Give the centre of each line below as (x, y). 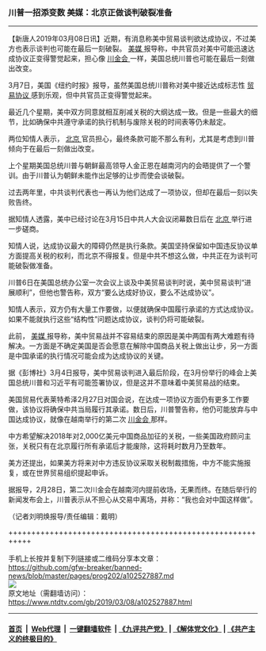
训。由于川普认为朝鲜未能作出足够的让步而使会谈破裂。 (98, 175)
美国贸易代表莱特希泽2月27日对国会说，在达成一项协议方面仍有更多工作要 (129, 400)
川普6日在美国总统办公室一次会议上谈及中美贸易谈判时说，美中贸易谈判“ (126, 282)
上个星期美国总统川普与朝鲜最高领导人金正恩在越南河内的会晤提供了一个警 (129, 166)
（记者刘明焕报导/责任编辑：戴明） (65, 516)
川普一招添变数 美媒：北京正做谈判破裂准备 (90, 12)
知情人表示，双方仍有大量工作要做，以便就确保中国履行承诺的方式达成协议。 (133, 309)
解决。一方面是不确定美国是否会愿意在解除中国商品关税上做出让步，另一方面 (133, 346)
